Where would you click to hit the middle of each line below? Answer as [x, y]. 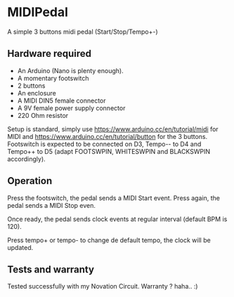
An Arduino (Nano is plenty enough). [71, 70]
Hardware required [50, 54]
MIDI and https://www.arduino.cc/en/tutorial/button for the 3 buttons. [108, 136]
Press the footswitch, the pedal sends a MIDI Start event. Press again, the [113, 198]
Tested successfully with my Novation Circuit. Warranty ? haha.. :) [103, 286]
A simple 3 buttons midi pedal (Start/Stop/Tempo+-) [83, 32]
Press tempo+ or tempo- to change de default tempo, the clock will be [109, 240]
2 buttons [31, 86]
